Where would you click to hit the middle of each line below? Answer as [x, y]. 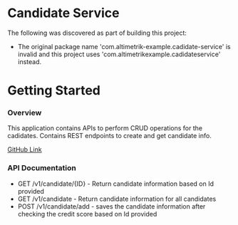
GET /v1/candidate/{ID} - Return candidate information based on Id [116, 184]
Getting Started [54, 91]
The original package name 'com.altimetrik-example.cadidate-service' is [124, 46]
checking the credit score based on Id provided [87, 214]
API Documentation [42, 168]
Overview [25, 113]
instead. [30, 61]
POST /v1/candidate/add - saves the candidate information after [112, 206]
